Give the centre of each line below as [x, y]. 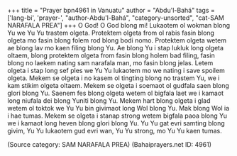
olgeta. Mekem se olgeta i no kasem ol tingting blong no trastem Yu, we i [114, 78]
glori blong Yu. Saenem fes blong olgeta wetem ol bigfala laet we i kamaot [116, 93]
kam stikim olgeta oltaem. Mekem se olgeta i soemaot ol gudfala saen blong [118, 85]
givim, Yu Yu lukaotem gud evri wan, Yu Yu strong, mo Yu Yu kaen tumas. [115, 131]
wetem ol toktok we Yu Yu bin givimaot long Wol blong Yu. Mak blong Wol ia [118, 108]
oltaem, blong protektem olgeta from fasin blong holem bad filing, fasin [111, 55]
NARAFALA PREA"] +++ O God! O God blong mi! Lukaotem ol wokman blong [119, 25]
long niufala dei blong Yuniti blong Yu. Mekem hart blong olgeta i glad [109, 101]
